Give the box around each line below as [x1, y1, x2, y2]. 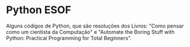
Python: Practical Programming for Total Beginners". [6, 34, 132, 41]
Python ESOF [6, 3, 71, 17]
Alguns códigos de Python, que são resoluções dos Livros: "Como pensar [6, 22, 184, 29]
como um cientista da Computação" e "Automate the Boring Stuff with [6, 28, 175, 35]
